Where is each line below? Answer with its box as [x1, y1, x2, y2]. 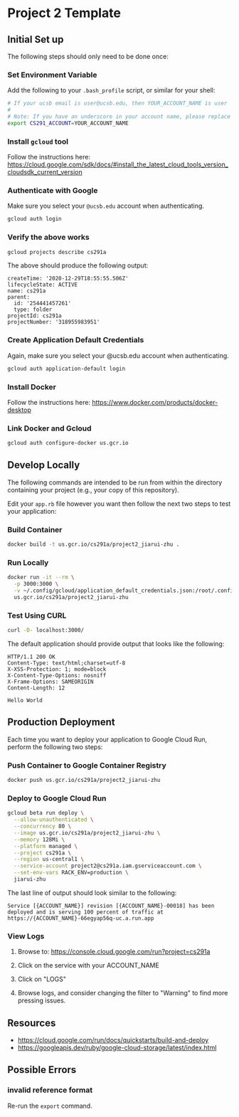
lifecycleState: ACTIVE [7, 281, 78, 289]
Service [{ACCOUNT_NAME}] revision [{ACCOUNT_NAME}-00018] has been [7, 902, 215, 909]
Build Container [7, 524, 63, 534]
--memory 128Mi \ [14, 836, 65, 843]
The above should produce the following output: [7, 261, 149, 270]
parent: [7, 294, 31, 301]
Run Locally [7, 557, 49, 567]
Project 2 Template [7, 5, 121, 21]
